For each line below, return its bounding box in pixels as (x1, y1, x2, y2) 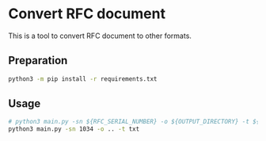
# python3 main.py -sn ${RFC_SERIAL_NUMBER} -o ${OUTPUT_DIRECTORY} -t (8, 118, 249, 126)
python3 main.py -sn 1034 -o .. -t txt (8, 125, 140, 133)
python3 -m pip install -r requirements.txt (8, 74, 158, 83)
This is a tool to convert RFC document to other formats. (8, 31, 192, 40)
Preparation (8, 54, 68, 67)
